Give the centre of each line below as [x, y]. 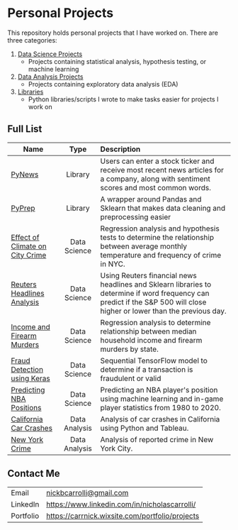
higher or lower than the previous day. [163, 311]
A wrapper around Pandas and [151, 199]
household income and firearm [151, 340]
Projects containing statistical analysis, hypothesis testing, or [117, 61]
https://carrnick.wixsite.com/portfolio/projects [123, 516]
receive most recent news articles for [162, 170]
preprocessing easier [136, 216]
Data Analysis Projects [50, 77]
